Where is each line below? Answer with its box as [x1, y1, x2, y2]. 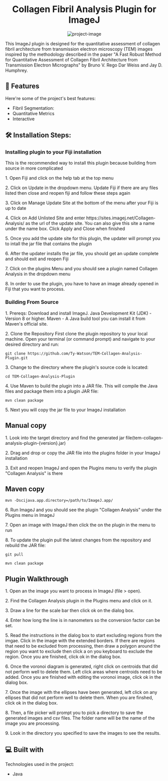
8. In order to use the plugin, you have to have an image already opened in [5, 281, 159, 287]
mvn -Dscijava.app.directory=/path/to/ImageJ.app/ [5, 498, 113, 503]
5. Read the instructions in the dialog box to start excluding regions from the [5, 633, 162, 639]
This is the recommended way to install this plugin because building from [5, 160, 156, 166]
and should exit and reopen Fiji [5, 256, 69, 262]
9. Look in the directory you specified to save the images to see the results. [5, 730, 161, 736]
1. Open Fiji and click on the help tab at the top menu [5, 175, 114, 181]
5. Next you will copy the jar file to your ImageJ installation [5, 407, 126, 413]
